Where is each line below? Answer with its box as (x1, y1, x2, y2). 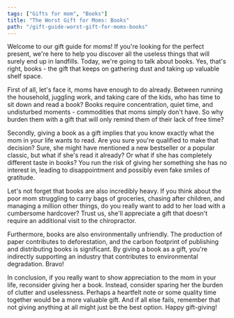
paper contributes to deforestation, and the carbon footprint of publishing (7, 238, 219, 246)
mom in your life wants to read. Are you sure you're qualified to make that (7, 136, 219, 145)
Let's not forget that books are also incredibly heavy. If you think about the (7, 187, 222, 196)
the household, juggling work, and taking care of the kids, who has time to (7, 93, 221, 101)
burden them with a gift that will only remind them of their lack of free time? (7, 115, 224, 124)
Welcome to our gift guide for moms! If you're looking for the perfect (7, 43, 205, 51)
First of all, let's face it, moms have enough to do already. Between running (7, 85, 224, 94)
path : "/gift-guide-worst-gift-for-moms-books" (7, 23, 149, 30)
